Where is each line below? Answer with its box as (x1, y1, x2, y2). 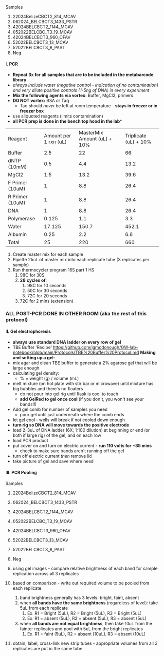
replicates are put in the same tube (12, 645, 83, 651)
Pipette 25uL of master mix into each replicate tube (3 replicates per (12, 257, 150, 263)
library (12, 77, 27, 83)
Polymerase (8, 215, 36, 222)
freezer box (19, 108, 44, 114)
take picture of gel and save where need (12, 458, 94, 464)
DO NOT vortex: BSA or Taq (12, 97, 69, 104)
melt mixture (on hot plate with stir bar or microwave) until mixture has (12, 381, 154, 386)
